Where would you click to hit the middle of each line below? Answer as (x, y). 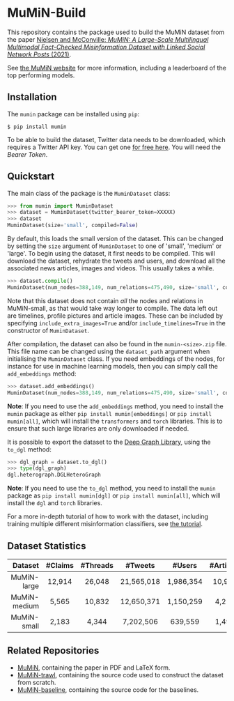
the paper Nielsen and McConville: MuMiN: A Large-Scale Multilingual (108, 39)
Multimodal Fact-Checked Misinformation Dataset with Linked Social (106, 47)
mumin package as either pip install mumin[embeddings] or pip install (110, 413)
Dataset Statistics (47, 546)
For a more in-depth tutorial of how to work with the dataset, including (108, 516)
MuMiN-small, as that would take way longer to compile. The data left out (112, 308)
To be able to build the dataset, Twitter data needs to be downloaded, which (116, 139)
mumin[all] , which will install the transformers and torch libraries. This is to (115, 421)
